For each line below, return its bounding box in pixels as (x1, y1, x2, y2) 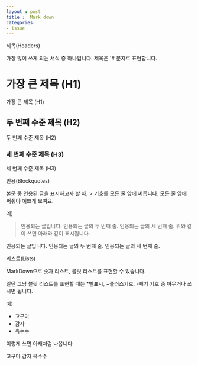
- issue (6, 25, 25, 31)
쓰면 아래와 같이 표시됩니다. (27, 230, 90, 237)
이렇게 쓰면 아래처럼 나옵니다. (6, 340, 74, 347)
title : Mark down (6, 14, 54, 20)
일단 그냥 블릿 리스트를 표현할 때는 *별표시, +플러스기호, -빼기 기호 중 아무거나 (6, 280, 186, 288)
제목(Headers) (6, 42, 40, 49)
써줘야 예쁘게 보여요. (6, 198, 54, 205)
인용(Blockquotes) (6, 177, 50, 185)
